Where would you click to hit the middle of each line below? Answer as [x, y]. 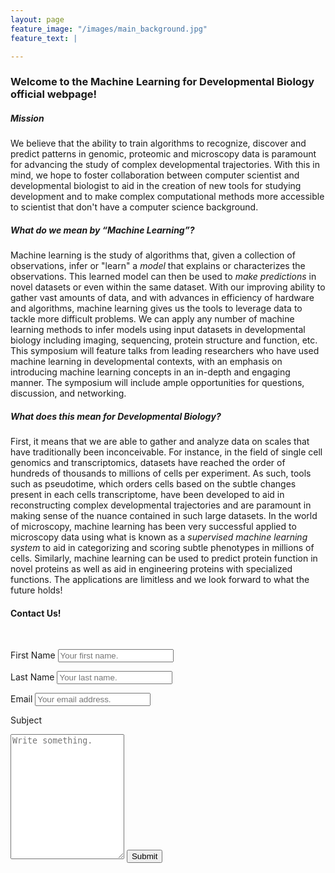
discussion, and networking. [68, 393]
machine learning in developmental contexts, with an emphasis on [146, 362]
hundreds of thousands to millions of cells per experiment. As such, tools [161, 473]
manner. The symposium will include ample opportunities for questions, [157, 383]
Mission [27, 118]
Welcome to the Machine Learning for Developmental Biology [162, 82]
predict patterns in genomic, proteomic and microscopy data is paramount [163, 154]
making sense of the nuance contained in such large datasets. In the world [164, 516]
